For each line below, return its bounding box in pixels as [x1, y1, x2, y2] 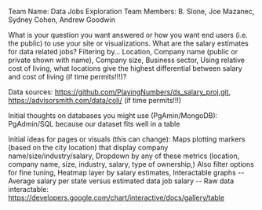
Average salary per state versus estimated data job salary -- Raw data [8, 176, 235, 186]
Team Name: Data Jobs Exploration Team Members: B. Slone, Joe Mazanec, [8, 7, 255, 16]
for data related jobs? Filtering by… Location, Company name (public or [8, 47, 238, 56]
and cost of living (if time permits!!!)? [8, 72, 127, 81]
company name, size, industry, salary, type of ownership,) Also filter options [8, 160, 255, 168]
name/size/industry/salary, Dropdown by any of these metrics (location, [8, 151, 240, 160]
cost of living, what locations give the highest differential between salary [8, 64, 243, 73]
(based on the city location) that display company [8, 143, 169, 152]
